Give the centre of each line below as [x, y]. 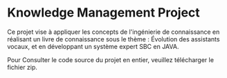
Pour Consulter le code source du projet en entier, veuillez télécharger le [111, 59]
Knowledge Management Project [104, 13]
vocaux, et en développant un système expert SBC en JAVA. [93, 46]
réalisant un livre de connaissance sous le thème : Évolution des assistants [113, 39]
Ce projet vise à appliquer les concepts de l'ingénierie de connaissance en [113, 32]
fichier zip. [22, 67]
